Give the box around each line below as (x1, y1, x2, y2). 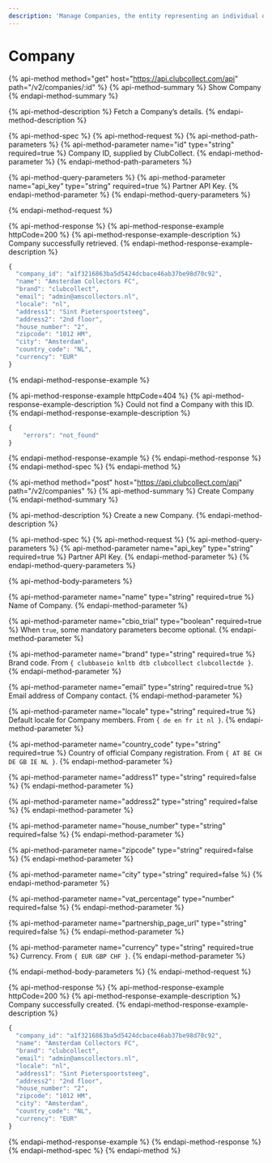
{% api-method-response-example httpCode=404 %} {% (8, 391, 201, 400)
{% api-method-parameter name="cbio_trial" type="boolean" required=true (8, 617, 262, 626)
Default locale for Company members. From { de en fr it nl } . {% (8, 715, 236, 725)
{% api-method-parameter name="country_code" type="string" (8, 739, 221, 750)
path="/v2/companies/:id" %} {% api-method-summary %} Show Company (8, 82, 261, 92)
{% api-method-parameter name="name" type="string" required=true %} (8, 592, 255, 602)
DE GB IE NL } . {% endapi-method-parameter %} (8, 757, 173, 767)
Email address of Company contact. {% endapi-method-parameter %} (8, 691, 243, 701)
